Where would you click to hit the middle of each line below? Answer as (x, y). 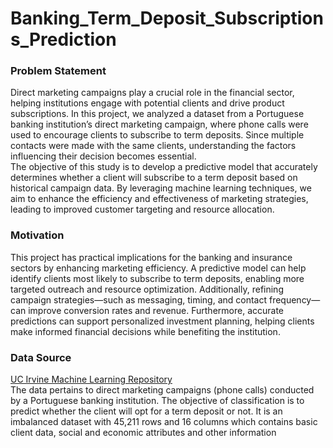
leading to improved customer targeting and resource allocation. (142, 209)
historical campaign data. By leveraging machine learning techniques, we (161, 188)
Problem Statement (58, 71)
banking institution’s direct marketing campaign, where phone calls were (159, 124)
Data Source (41, 357)
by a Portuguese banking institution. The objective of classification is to (157, 401)
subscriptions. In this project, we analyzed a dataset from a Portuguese (157, 114)
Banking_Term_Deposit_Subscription (167, 18)
